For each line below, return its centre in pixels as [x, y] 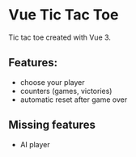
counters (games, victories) [66, 91]
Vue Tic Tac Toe [64, 15]
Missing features [52, 125]
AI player [35, 144]
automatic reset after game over [74, 100]
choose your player [52, 82]
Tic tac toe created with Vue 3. [60, 37]
